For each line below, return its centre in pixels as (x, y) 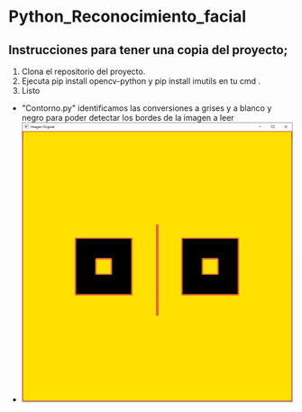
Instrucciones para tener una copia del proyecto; (148, 50)
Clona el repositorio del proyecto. (83, 71)
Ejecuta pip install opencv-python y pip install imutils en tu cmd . (141, 81)
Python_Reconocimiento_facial (128, 17)
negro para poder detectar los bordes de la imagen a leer (128, 118)
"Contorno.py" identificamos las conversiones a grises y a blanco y (146, 108)
